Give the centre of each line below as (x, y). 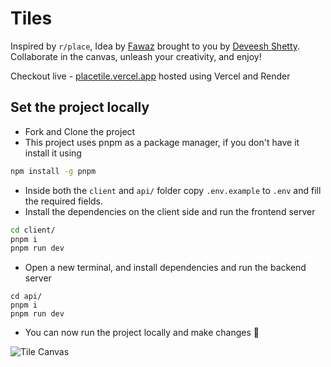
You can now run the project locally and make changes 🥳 (142, 333)
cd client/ (33, 230)
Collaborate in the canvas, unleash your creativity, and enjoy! (136, 56)
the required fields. (64, 201)
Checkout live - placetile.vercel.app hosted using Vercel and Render (150, 76)
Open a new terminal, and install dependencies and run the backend (165, 268)
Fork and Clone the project (80, 131)
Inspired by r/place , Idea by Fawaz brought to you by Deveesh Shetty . (155, 46)
